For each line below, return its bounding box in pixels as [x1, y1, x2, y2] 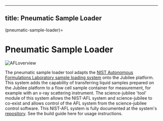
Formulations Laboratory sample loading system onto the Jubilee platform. [5, 75, 154, 80]
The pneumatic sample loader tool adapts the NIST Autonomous [5, 69, 133, 75]
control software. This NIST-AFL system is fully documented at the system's [5, 105, 157, 111]
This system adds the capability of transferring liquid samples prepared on [5, 79, 154, 85]
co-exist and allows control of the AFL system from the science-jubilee [5, 100, 147, 106]
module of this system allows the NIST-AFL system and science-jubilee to [5, 95, 153, 101]
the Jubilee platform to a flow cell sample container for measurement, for [5, 85, 151, 91]
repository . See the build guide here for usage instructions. [5, 110, 123, 116]
